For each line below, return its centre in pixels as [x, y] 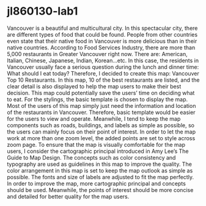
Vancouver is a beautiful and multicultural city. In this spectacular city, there [102, 28]
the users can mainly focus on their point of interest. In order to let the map [101, 132]
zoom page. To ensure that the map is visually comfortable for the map [96, 144]
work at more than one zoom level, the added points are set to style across [101, 138]
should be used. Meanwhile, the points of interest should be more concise [100, 190]
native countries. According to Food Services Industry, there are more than [101, 48]
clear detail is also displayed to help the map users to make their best [94, 86]
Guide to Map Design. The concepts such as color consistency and [91, 157]
